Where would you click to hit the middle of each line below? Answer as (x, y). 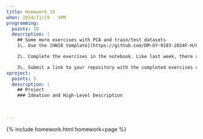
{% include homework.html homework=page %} (66, 129)
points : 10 (25, 29)
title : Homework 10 (31, 12)
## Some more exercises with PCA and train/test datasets (92, 40)
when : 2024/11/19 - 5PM (36, 18)
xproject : (19, 73)
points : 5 (24, 79)
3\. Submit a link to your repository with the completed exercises (105, 67)
